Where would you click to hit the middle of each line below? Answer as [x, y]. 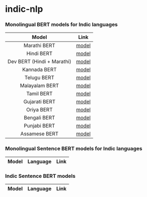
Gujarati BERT [39, 102]
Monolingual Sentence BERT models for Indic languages [74, 149]
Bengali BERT [39, 118]
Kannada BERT [39, 70]
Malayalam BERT [39, 86]
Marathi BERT [40, 45]
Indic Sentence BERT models [40, 176]
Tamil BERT [39, 94]
